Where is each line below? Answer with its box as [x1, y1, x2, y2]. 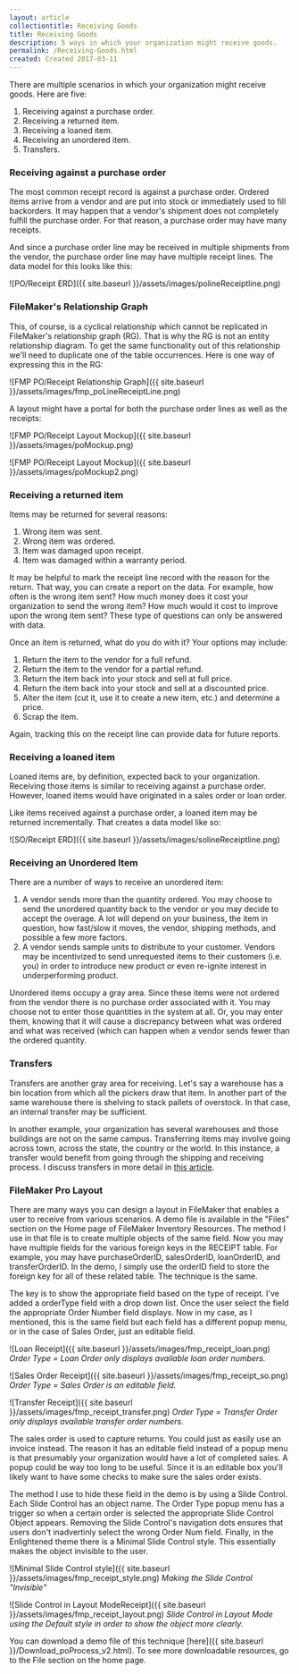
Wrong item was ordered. [21, 536, 116, 546]
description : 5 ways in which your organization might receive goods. [9, 38, 278, 47]
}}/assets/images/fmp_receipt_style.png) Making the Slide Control [9, 1573, 253, 1584]
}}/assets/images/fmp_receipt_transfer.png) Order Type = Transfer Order [9, 1407, 278, 1417]
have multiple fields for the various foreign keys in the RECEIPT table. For [9, 1242, 278, 1253]
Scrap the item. [21, 711, 79, 722]
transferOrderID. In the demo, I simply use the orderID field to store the [9, 1262, 270, 1272]
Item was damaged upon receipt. [21, 545, 145, 555]
